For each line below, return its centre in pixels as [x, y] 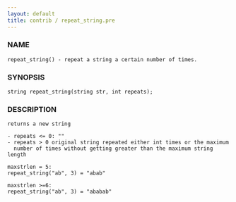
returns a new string [39, 124]
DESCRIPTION [32, 110]
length [17, 155]
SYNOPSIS [26, 77]
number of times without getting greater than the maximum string [113, 149]
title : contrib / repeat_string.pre [61, 20]
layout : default [31, 14]
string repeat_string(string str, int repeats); [80, 92]
